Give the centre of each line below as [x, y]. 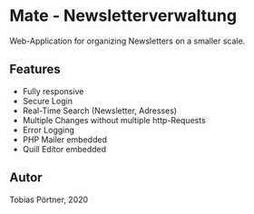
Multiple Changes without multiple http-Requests [114, 120]
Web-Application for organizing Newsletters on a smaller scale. [127, 41]
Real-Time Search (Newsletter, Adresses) [100, 111]
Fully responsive [53, 91]
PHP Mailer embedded [64, 139]
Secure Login [47, 101]
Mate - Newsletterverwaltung [123, 16]
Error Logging [49, 130]
